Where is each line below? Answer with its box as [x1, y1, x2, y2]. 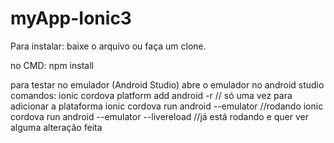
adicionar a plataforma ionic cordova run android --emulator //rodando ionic [10, 100, 324, 112]
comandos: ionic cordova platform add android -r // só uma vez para [10, 89, 293, 101]
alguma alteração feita [10, 121, 103, 133]
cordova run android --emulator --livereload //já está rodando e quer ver [10, 110, 309, 122]
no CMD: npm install [10, 59, 94, 71]
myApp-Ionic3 [10, 7, 132, 30]
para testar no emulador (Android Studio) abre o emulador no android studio [10, 78, 325, 91]
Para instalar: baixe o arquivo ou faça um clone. [10, 40, 207, 52]
